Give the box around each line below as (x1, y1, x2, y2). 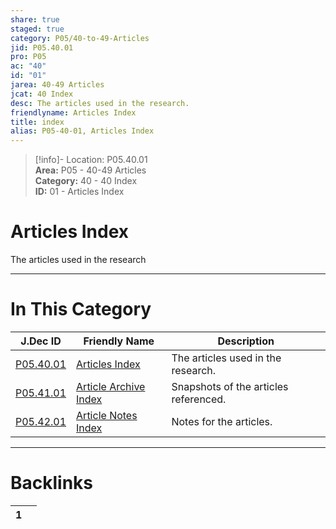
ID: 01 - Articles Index (34, 186, 125, 198)
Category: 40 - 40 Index (34, 175, 138, 187)
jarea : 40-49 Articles (10, 80, 105, 90)
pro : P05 (10, 52, 47, 62)
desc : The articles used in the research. (10, 98, 190, 108)
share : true (10, 14, 60, 25)
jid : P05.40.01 (10, 42, 74, 53)
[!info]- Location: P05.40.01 (34, 154, 148, 166)
